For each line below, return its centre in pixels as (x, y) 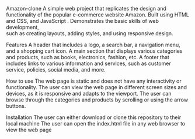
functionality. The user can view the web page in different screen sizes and (96, 87)
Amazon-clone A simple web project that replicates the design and (86, 9)
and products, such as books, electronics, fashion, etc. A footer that (88, 57)
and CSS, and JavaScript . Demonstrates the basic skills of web (83, 21)
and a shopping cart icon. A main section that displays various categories (94, 51)
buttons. (16, 106)
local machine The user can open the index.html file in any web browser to (96, 123)
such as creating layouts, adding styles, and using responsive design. (90, 33)
